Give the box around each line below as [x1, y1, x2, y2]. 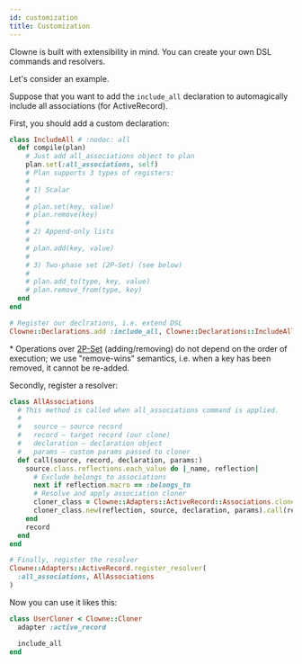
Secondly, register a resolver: [9, 380, 119, 390]
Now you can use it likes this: [9, 597, 118, 607]
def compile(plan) [17, 143, 87, 153]
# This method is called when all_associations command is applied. [17, 406, 280, 415]
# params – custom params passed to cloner [17, 447, 191, 456]
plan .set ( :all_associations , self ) [25, 160, 159, 169]
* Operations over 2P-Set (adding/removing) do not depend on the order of [9, 343, 288, 354]
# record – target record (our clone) [17, 431, 171, 440]
